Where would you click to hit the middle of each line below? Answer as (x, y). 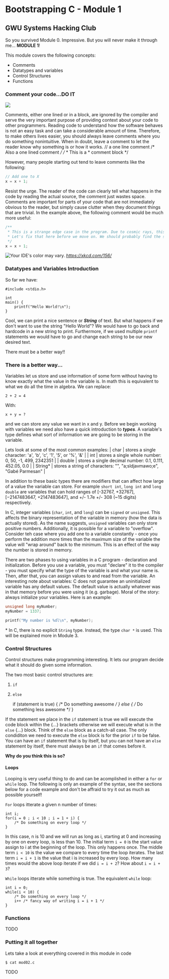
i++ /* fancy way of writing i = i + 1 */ (59, 901)
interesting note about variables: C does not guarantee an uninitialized (78, 581)
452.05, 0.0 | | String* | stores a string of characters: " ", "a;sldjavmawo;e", (82, 466)
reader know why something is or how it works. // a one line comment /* (80, 147)
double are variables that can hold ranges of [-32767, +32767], (70, 492)
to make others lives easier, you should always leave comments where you (82, 136)
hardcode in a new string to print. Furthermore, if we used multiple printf (81, 331)
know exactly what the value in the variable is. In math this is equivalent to (82, 381)
